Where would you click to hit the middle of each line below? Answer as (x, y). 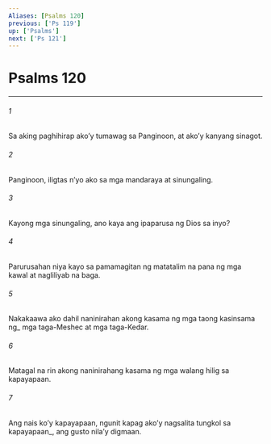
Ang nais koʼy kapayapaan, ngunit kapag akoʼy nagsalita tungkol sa (120, 423)
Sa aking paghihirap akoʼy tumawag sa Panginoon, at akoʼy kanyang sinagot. (135, 136)
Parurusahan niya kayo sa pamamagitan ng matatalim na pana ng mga (125, 266)
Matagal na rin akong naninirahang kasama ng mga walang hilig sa (119, 371)
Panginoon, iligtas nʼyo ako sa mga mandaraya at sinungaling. (111, 179)
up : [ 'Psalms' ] (34, 31)
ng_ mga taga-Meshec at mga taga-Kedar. (79, 327)
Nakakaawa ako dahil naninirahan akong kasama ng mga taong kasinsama (132, 319)
